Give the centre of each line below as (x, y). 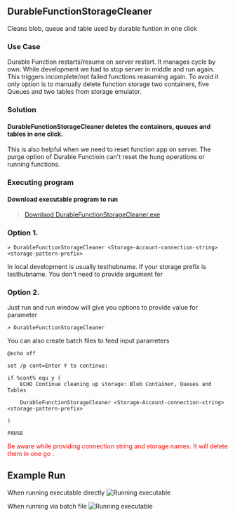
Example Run (36, 476)
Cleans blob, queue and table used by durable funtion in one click (102, 28)
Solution (22, 110)
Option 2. (23, 292)
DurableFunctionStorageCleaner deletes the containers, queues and (109, 126)
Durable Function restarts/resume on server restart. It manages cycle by (112, 62)
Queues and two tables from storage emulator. (74, 92)
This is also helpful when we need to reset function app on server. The (109, 149)
